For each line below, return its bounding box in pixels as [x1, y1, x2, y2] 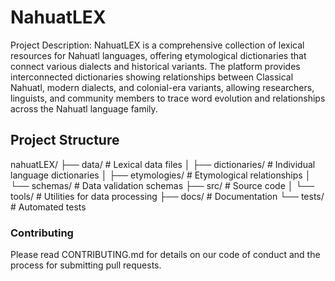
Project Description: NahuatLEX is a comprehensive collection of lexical [10, 39, 305, 51]
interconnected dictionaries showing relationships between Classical [10, 71, 294, 83]
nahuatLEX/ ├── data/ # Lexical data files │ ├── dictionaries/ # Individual [10, 158, 316, 170]
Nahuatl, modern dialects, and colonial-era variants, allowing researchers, [10, 81, 315, 93]
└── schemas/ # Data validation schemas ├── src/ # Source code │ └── [10, 179, 315, 191]
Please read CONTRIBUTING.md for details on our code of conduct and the [10, 249, 321, 261]
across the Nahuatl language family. [10, 102, 158, 115]
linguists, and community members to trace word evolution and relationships [10, 92, 326, 104]
